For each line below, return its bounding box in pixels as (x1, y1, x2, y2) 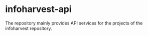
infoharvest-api (5, 3, 72, 15)
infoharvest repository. (5, 25, 52, 31)
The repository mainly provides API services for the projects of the (5, 20, 143, 26)
